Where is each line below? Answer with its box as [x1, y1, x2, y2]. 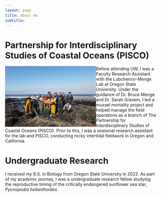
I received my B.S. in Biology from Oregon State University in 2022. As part [5, 171, 155, 177]
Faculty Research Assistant [96, 71, 150, 77]
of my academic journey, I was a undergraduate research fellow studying [5, 176, 151, 182]
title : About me [5, 13, 38, 18]
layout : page [5, 8, 32, 13]
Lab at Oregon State [96, 82, 136, 87]
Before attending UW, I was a [96, 66, 154, 72]
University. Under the [96, 86, 139, 92]
